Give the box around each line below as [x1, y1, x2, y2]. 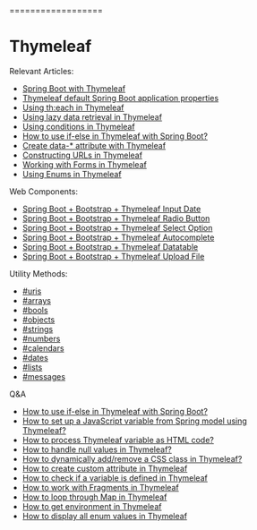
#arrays [21, 295, 52, 305]
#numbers [21, 333, 61, 344]
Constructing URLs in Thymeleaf [21, 150, 143, 160]
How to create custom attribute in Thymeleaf [21, 463, 188, 474]
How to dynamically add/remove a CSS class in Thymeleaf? [21, 453, 243, 464]
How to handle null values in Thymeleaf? [21, 444, 172, 455]
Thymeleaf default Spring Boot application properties [21, 92, 219, 103]
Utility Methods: [9, 268, 68, 278]
